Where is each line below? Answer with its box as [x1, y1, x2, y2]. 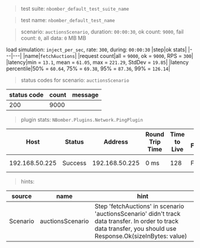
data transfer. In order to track [94, 217, 179, 225]
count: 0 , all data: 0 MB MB [20, 35, 86, 41]
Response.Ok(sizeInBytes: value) [94, 232, 187, 240]
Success [62, 159, 87, 167]
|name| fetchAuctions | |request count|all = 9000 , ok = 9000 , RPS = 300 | [23, 52, 193, 59]
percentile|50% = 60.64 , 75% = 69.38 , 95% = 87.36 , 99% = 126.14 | [6, 65, 171, 72]
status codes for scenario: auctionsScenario [20, 77, 130, 83]
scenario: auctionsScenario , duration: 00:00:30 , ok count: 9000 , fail [20, 28, 184, 35]
